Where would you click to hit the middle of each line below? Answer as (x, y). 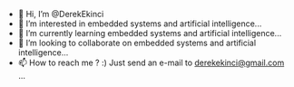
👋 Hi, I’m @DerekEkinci (61, 14)
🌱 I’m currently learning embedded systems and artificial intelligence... (150, 33)
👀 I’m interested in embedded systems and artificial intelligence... (140, 24)
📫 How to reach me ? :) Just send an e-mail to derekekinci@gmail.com (151, 63)
